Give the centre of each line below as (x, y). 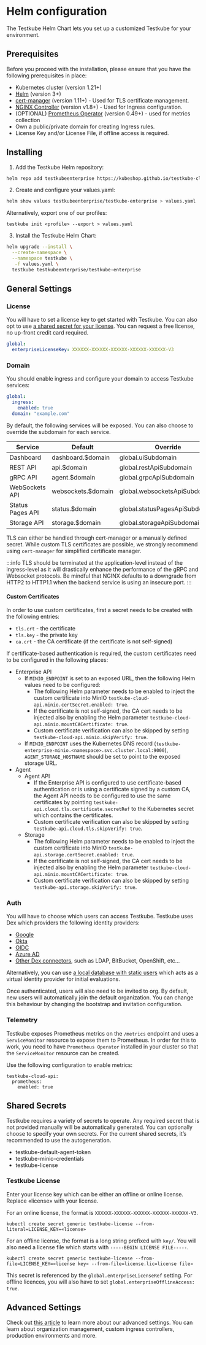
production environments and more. (51, 1335)
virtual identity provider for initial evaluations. (63, 979)
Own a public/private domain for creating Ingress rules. (85, 126)
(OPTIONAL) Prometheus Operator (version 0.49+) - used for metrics (103, 113)
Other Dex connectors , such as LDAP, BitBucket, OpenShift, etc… (97, 961)
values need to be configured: (62, 685)
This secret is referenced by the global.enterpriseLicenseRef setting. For (99, 1275)
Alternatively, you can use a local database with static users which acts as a (102, 973)
